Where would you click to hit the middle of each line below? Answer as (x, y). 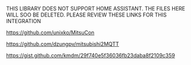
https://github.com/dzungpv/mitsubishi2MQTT (63, 44)
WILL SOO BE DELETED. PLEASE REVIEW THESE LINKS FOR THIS (86, 15)
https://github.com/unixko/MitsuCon (50, 32)
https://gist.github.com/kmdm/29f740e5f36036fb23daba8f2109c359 (91, 55)
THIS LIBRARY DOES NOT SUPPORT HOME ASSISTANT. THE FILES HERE (96, 9)
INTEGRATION (24, 21)
